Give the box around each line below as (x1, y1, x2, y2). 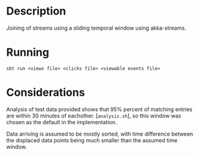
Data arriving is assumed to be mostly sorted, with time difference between (6, 130, 194, 137)
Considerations (6, 86, 86, 99)
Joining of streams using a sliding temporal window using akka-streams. (6, 24, 186, 31)
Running (6, 45, 49, 59)
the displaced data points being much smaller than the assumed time (6, 136, 178, 143)
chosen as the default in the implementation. (6, 118, 117, 125)
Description (6, 4, 66, 18)
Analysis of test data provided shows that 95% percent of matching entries (6, 105, 193, 113)
